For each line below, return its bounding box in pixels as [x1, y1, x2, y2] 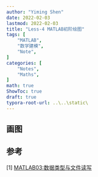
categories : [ [6, 60, 43, 66]
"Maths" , [17, 71, 40, 78]
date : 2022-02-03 [6, 15, 51, 21]
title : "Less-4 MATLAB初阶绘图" [6, 26, 85, 32]
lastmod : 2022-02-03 [6, 20, 59, 26]
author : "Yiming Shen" [6, 9, 64, 15]
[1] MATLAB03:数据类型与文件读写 [6, 164, 93, 171]
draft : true [6, 94, 37, 100]
